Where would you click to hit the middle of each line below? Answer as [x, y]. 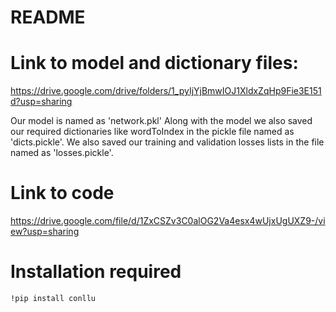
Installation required [96, 272]
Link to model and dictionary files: [154, 63]
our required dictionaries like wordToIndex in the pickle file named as [152, 132]
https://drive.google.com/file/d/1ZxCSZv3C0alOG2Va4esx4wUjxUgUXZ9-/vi [168, 221]
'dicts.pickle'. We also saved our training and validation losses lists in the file [167, 142]
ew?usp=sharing [45, 232]
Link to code [62, 193]
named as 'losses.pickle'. [62, 153]
